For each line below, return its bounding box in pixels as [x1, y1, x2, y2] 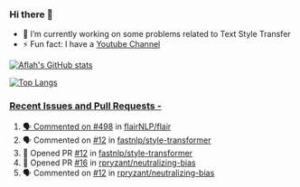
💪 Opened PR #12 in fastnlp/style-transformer [22, 147, 192, 158]
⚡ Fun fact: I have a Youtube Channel [22, 39, 161, 50]
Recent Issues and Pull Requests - [9, 99, 163, 112]
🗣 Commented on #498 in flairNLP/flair [22, 121, 172, 132]
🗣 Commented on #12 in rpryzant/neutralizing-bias [22, 167, 215, 178]
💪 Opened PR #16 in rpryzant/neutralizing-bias [22, 157, 196, 168]
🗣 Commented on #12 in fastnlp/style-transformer [22, 135, 211, 145]
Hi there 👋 [9, 8, 54, 21]
